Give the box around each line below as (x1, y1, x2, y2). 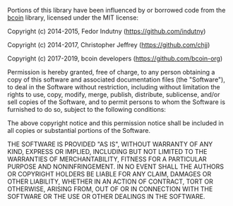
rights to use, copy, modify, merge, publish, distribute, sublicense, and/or (7, 91, 220, 98)
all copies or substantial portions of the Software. (7, 127, 150, 134)
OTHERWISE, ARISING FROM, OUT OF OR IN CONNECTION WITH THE (7, 185, 213, 193)
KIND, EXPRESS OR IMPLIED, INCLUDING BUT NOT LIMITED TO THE (7, 148, 208, 155)
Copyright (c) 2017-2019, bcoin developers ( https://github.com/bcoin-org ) (7, 54, 223, 63)
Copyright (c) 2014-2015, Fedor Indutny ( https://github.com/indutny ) (7, 27, 206, 35)
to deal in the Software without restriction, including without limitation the (7, 83, 220, 91)
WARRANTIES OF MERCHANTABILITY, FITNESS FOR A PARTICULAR (7, 155, 207, 163)
